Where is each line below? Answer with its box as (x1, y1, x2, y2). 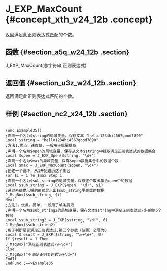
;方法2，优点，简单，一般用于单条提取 (5, 203, 75, 208)
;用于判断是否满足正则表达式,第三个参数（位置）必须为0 (5, 228, 107, 233)
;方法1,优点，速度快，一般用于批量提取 (5, 143, 77, 149)
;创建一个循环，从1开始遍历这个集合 (5, 168, 71, 174)
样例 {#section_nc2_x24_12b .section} (5, 109, 128, 118)
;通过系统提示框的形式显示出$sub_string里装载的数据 (5, 188, 105, 193)
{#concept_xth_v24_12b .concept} (5, 14, 153, 26)
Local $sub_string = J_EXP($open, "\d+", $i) (5, 183, 103, 188)
